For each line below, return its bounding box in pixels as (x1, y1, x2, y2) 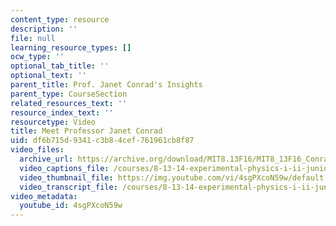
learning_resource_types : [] (10, 42, 132, 53)
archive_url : (19, 154, 74, 164)
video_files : (10, 145, 65, 155)
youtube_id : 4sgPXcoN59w (19, 201, 123, 211)
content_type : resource (10, 14, 110, 25)
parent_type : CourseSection (10, 89, 128, 99)
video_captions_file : (19, 163, 110, 173)
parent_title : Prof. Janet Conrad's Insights (10, 80, 203, 90)
